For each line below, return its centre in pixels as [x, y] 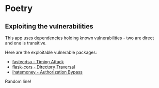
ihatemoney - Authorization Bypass [47, 72]
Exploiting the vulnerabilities [49, 26]
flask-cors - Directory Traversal [43, 67]
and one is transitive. [26, 43]
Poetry [19, 8]
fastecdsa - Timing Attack [38, 62]
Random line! [18, 81]
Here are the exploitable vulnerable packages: [51, 52]
